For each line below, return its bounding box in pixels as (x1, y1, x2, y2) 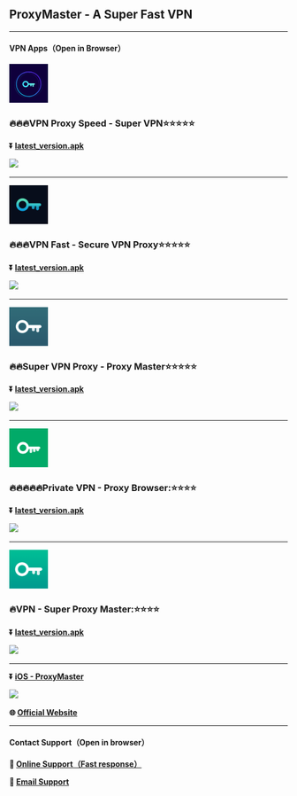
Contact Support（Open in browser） (9, 737, 150, 748)
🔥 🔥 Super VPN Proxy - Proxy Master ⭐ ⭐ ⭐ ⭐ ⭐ (9, 360, 197, 372)
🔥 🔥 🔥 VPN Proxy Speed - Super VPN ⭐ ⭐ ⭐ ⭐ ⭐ (9, 117, 195, 129)
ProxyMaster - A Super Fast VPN (9, 7, 193, 22)
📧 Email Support (9, 776, 70, 787)
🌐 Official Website (9, 706, 78, 717)
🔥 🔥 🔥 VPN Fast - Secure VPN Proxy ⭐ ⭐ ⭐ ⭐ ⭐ (9, 238, 191, 251)
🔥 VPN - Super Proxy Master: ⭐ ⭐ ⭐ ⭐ (9, 603, 160, 615)
